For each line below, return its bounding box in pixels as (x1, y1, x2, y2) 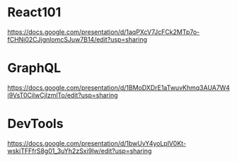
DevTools (7, 116, 64, 132)
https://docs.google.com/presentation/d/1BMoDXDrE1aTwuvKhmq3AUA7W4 (7, 83, 230, 92)
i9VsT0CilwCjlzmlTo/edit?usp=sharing (7, 91, 118, 99)
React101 (7, 4, 62, 21)
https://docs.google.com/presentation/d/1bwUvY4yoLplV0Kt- (7, 139, 186, 147)
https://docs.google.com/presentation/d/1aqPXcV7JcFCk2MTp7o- (7, 28, 200, 36)
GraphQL (7, 60, 62, 76)
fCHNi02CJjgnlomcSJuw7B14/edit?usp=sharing (7, 35, 147, 43)
